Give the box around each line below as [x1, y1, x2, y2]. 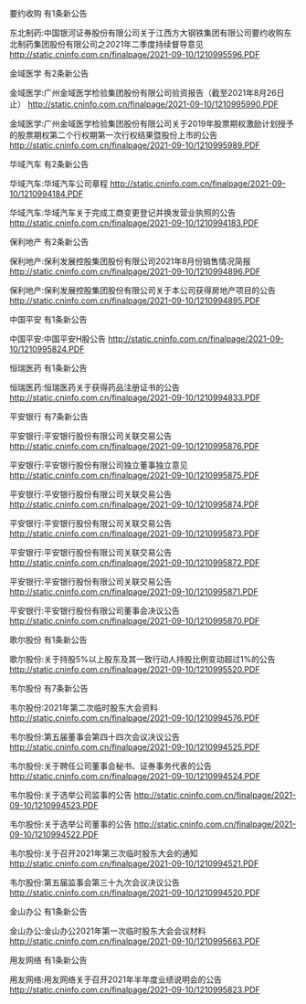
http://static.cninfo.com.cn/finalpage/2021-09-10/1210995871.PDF [9, 587, 259, 597]
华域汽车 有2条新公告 [9, 159, 90, 169]
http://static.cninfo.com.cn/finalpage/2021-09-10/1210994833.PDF [9, 392, 261, 403]
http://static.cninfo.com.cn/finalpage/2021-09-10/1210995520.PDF [9, 664, 260, 674]
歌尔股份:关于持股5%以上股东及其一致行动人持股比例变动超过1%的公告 [9, 654, 276, 664]
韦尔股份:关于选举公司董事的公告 [9, 819, 132, 830]
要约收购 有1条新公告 [9, 8, 88, 18]
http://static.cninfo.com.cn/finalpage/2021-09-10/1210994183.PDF [9, 217, 259, 228]
